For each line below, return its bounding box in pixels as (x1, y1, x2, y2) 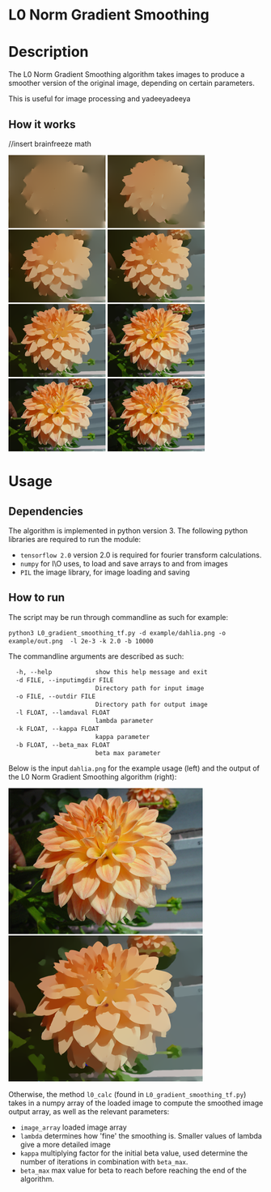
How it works (8, 117, 76, 131)
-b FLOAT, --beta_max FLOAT (15, 741, 111, 749)
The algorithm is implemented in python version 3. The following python (8, 525, 248, 536)
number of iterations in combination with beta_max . (19, 1156, 188, 1166)
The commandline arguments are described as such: (8, 651, 184, 661)
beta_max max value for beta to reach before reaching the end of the (19, 1165, 248, 1175)
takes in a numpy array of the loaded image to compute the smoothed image (8, 1098, 264, 1108)
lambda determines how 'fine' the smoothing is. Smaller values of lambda (19, 1130, 263, 1140)
